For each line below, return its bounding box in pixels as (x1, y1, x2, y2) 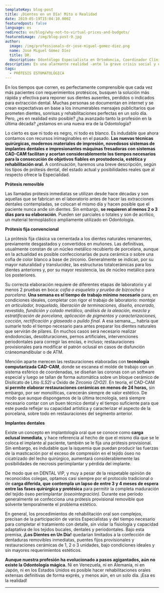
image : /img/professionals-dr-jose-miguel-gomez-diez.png (9, 44, 130, 48)
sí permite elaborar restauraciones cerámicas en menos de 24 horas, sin (5, 385, 155, 390)
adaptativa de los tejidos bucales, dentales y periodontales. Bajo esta (5, 526, 144, 532)
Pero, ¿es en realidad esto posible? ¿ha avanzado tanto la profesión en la (5, 115, 152, 121)
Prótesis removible (5, 181, 44, 187)
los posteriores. (5, 272, 37, 278)
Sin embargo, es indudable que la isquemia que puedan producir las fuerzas (5, 445, 159, 451)
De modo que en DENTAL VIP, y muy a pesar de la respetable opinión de (5, 470, 151, 476)
